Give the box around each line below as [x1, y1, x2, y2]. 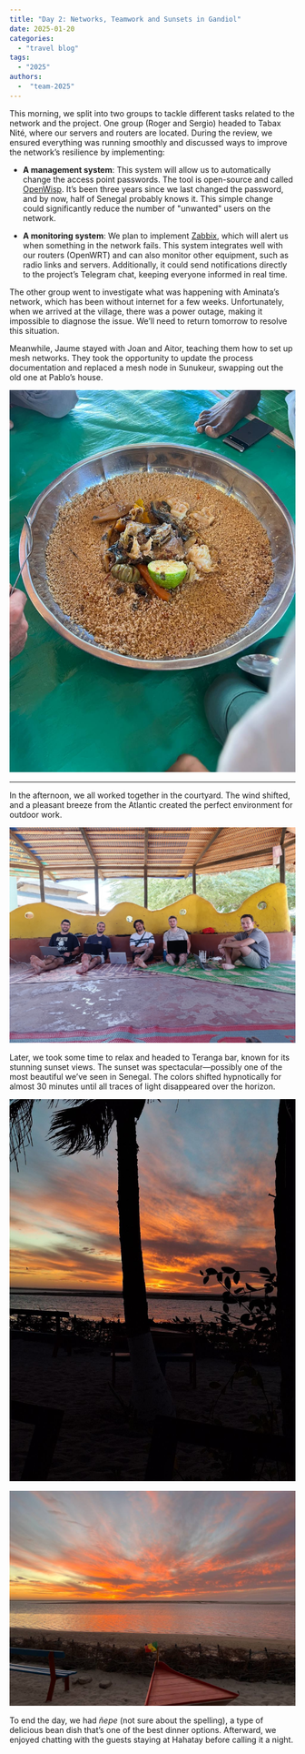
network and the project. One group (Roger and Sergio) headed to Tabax [9, 117, 281, 128]
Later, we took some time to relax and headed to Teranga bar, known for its [9, 1052, 290, 1063]
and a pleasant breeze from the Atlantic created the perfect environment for [9, 799, 293, 810]
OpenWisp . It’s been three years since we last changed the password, [22, 183, 284, 195]
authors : [9, 73, 43, 82]
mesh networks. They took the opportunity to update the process [9, 352, 254, 363]
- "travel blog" [17, 44, 79, 53]
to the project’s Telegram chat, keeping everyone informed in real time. [22, 268, 288, 279]
